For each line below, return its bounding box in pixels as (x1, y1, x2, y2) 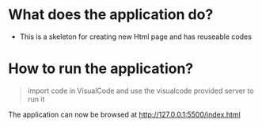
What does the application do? (8, 6, 214, 24)
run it (27, 94, 45, 104)
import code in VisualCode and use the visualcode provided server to (27, 86, 255, 95)
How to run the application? (8, 60, 194, 78)
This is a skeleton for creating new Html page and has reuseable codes (19, 32, 252, 41)
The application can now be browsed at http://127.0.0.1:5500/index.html (8, 110, 241, 119)
